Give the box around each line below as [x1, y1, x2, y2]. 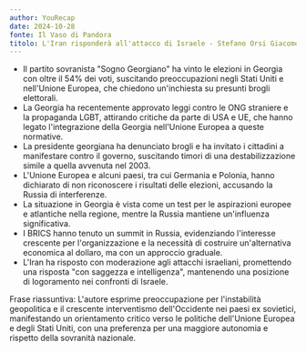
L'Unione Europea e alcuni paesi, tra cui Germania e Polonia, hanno [22, 170, 275, 181]
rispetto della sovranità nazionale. [9, 333, 137, 344]
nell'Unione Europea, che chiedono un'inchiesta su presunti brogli [22, 83, 270, 94]
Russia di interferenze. [22, 189, 107, 200]
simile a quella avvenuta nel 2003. [22, 160, 151, 171]
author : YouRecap [9, 13, 76, 23]
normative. [22, 131, 64, 142]
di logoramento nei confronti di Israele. [22, 277, 168, 287]
